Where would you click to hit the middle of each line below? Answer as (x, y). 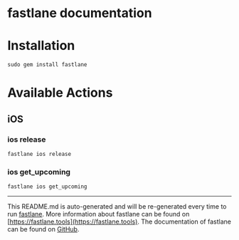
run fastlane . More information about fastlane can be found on (99, 214)
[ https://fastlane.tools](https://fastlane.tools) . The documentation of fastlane (119, 221)
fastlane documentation (80, 13)
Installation (41, 46)
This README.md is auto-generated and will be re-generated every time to (117, 207)
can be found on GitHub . (43, 229)
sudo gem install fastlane (47, 65)
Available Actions (60, 93)
